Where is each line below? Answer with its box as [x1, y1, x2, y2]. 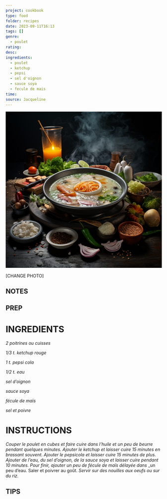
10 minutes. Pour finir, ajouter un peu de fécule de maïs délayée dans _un [5, 462, 156, 468]
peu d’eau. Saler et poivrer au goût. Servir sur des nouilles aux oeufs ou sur [5, 468, 160, 474]
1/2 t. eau [5, 369, 25, 375]
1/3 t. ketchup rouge [5, 350, 47, 356]
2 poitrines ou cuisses [5, 340, 51, 346]
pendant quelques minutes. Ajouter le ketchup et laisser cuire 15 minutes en [5, 446, 161, 452]
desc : [5, 50, 17, 55]
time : [5, 92, 17, 97]
